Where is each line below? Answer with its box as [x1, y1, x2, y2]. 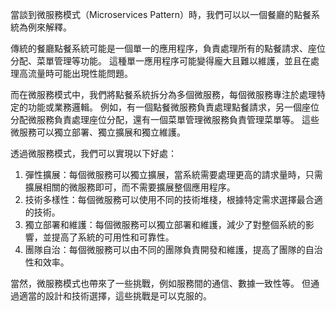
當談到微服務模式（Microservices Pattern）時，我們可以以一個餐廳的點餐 [10, 9, 312, 20]
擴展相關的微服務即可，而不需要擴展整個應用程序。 [24, 181, 236, 193]
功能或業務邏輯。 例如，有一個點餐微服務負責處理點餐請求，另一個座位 [27, 101, 320, 113]
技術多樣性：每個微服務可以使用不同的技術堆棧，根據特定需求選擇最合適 [24, 194, 323, 205]
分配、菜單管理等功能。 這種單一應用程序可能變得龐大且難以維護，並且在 [10, 55, 311, 67]
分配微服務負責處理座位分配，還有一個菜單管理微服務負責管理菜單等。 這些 [10, 114, 320, 125]
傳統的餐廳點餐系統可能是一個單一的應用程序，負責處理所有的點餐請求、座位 [10, 43, 326, 54]
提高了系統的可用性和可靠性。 [51, 231, 175, 243]
